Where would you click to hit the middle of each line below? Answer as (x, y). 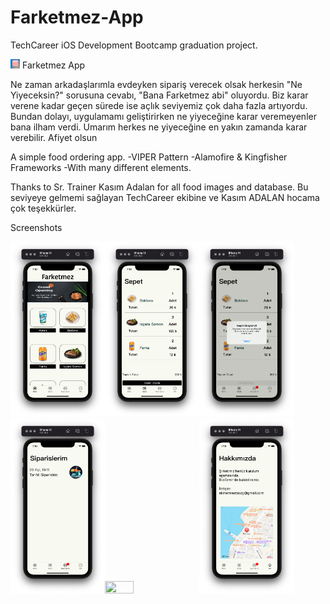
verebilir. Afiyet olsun (54, 138)
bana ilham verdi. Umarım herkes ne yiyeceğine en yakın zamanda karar (159, 127)
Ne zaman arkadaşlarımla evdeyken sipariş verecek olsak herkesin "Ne (156, 85)
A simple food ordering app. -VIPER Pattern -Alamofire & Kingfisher (149, 157)
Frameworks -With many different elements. (101, 168)
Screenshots (36, 228)
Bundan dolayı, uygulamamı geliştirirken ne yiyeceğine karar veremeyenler (163, 117)
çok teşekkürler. (43, 208)
